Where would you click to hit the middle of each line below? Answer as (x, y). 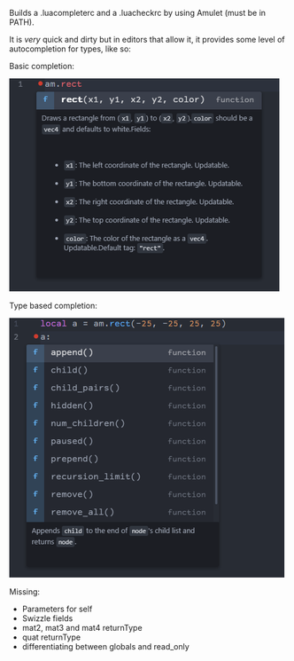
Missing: (25, 592)
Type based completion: (53, 306)
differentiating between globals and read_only (106, 646)
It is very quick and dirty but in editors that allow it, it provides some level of (147, 39)
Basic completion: (42, 66)
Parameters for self (57, 609)
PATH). (22, 22)
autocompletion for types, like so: (70, 49)
